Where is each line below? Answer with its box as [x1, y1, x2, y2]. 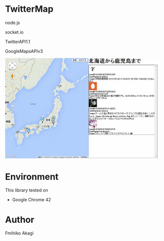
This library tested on [5, 187, 48, 193]
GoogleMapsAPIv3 [5, 48, 43, 54]
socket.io [5, 29, 24, 35]
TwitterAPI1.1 [5, 38, 30, 45]
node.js [5, 20, 21, 26]
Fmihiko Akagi [5, 230, 34, 236]
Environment [5, 171, 59, 182]
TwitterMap [5, 3, 54, 15]
